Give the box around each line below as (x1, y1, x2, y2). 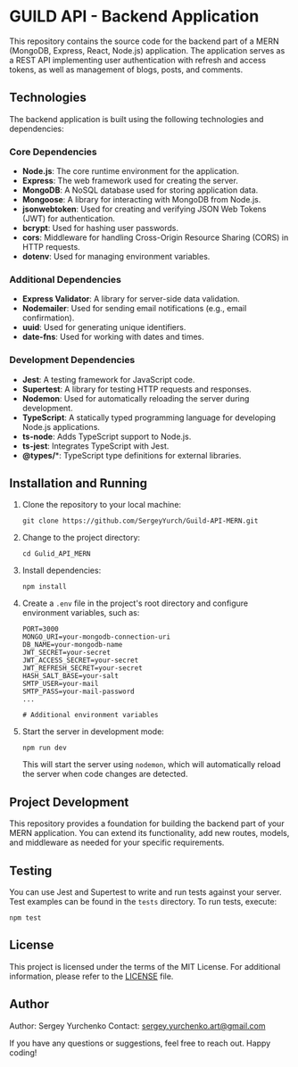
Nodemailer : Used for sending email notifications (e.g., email (21, 303, 247, 314)
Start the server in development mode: (21, 726, 165, 737)
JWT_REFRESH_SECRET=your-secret (21, 664, 143, 673)
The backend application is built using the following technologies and (9, 113, 264, 124)
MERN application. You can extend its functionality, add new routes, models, (9, 828, 290, 839)
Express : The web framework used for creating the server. (21, 176, 238, 186)
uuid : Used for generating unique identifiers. (21, 322, 186, 333)
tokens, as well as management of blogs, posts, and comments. (9, 64, 244, 75)
